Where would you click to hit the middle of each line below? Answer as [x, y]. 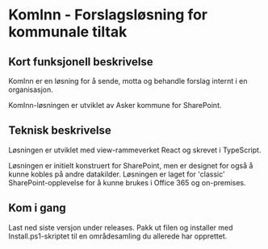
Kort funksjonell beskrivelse [81, 62]
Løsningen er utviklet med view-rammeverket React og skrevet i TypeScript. [135, 150]
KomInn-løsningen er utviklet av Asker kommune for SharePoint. [115, 105]
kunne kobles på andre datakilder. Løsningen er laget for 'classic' [117, 174]
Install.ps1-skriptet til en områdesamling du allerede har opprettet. [118, 236]
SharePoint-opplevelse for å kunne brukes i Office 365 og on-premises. [127, 182]
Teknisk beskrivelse [60, 131]
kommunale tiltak [68, 32]
